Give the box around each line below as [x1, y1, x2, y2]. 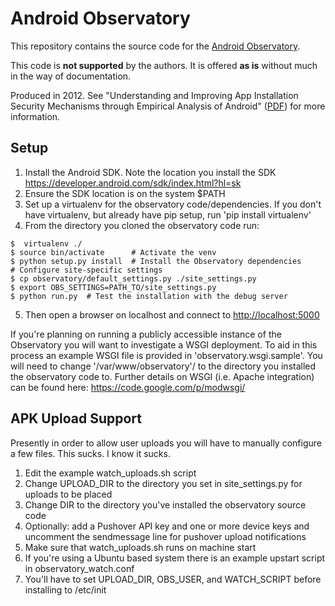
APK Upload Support [10, 410, 142, 427]
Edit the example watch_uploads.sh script [24, 467, 197, 479]
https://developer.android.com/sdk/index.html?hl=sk [24, 177, 242, 189]
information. [10, 110, 61, 122]
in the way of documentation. [10, 70, 132, 82]
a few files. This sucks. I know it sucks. [10, 447, 171, 459]
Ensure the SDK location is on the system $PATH [24, 187, 226, 199]
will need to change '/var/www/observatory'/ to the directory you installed [10, 360, 317, 372]
